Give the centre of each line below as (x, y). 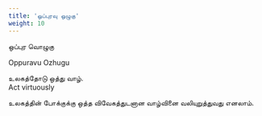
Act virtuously (31, 87)
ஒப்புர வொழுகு (31, 46)
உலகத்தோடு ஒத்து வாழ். (46, 78)
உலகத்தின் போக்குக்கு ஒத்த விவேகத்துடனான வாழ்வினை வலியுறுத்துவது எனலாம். (131, 102)
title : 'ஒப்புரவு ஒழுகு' (44, 16)
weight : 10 (27, 23)
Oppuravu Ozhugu (39, 62)
